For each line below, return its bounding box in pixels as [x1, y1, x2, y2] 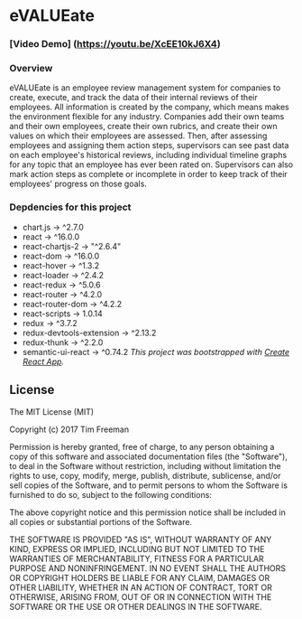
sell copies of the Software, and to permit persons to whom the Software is [9, 480, 288, 491]
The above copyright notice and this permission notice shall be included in [9, 507, 286, 518]
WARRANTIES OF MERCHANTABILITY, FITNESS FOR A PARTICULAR [9, 553, 264, 564]
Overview [9, 62, 53, 75]
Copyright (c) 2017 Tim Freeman [9, 424, 129, 435]
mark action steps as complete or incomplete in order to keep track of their [9, 169, 288, 180]
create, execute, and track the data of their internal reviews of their [9, 92, 259, 103]
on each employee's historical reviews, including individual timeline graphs [9, 150, 288, 161]
